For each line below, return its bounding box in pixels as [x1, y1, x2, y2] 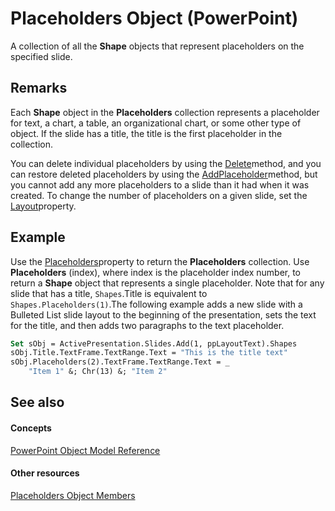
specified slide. [10, 50, 73, 62]
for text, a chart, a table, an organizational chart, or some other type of [10, 117, 302, 129]
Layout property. [10, 200, 77, 212]
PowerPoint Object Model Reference [10, 444, 161, 456]
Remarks [10, 80, 68, 97]
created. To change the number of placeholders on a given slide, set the [10, 189, 308, 201]
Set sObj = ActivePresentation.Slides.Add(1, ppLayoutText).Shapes [10, 338, 298, 349]
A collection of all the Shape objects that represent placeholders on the [10, 40, 305, 52]
